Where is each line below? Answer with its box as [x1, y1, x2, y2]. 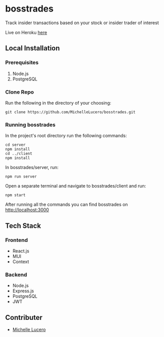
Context [12, 259, 29, 265]
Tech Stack [5, 221, 41, 230]
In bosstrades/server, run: [5, 164, 59, 171]
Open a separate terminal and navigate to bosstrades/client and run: [5, 183, 146, 189]
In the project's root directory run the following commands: [5, 133, 127, 139]
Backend [5, 271, 28, 278]
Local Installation [5, 44, 60, 53]
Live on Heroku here [5, 29, 48, 35]
